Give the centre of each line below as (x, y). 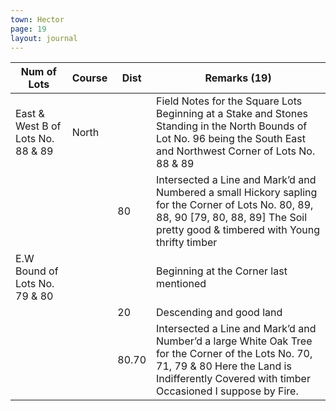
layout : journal (44, 38)
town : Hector (37, 19)
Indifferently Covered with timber (233, 379)
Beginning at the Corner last (222, 271)
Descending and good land (219, 313)
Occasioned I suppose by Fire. (227, 391)
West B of (38, 126)
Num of (38, 72)
